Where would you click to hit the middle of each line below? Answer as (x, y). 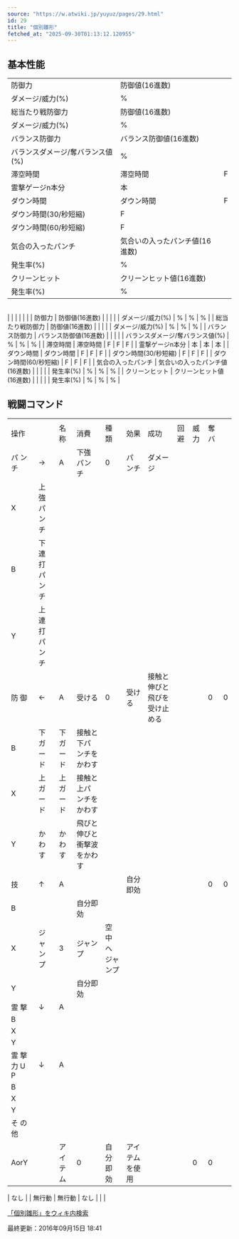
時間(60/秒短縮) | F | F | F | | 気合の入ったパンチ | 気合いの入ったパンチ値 (120, 362)
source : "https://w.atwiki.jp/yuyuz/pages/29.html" (85, 14)
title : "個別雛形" (33, 27)
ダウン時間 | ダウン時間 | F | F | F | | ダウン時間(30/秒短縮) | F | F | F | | (110, 354)
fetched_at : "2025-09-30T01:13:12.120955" (71, 34)
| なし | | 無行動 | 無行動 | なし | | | (57, 1198)
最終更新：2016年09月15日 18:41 (55, 1228)
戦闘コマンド (36, 405)
